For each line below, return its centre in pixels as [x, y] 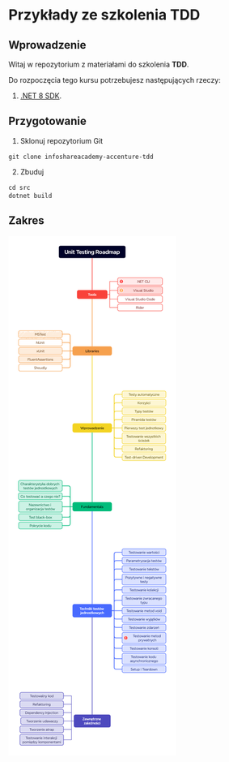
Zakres [26, 221]
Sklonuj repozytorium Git [61, 140]
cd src [19, 187]
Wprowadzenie [47, 45]
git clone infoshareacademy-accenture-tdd [81, 157]
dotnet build [30, 196]
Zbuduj [32, 171]
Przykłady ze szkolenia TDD [104, 15]
